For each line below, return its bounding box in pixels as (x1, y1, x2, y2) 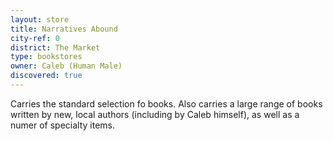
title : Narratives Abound (10, 24, 118, 34)
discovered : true (10, 71, 83, 81)
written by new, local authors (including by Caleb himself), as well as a (10, 108, 300, 120)
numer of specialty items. (10, 119, 116, 131)
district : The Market (10, 42, 101, 53)
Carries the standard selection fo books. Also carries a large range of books (10, 97, 323, 110)
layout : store (10, 14, 70, 25)
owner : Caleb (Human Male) (10, 61, 123, 71)
